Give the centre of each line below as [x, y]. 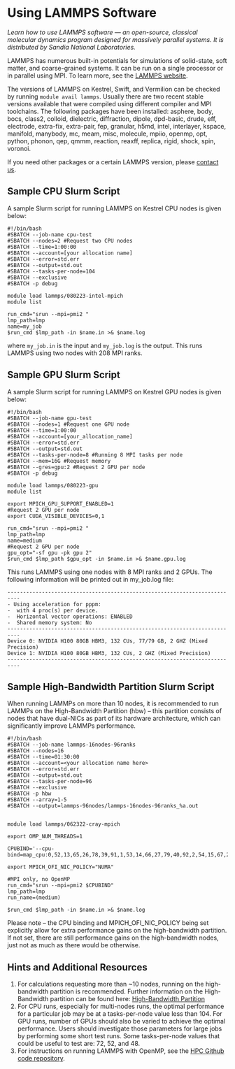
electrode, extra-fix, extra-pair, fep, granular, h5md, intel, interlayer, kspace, [116, 126]
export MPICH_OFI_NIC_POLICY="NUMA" [60, 867]
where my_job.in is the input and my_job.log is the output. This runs [105, 345]
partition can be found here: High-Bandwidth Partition [127, 999]
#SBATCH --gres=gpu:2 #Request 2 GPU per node [76, 467]
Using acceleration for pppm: [57, 604]
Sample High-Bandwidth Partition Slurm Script [111, 687]
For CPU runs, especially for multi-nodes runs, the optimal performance [121, 1006]
